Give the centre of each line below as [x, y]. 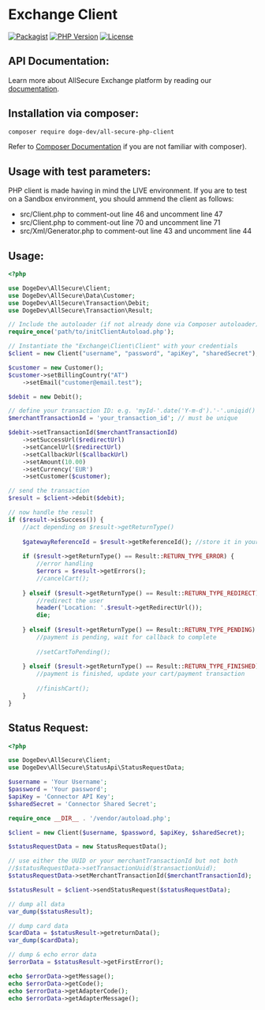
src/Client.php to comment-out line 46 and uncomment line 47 [121, 214]
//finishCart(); [63, 689]
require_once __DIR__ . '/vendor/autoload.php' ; [90, 818]
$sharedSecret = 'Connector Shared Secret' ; [82, 804]
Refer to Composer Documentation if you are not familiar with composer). [127, 147]
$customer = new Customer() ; [56, 368]
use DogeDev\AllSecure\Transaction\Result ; [81, 310]
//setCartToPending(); [74, 652]
